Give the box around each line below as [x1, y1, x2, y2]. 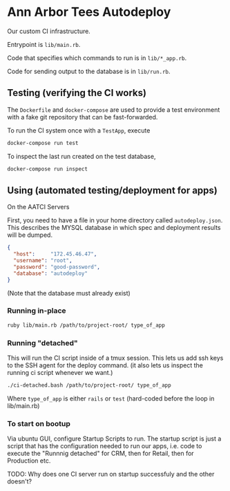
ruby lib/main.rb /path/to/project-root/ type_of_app [7, 322, 166, 329]
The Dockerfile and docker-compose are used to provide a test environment [7, 105, 220, 114]
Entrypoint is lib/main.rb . [7, 40, 81, 48]
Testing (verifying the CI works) [7, 87, 147, 99]
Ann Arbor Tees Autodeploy [7, 4, 171, 20]
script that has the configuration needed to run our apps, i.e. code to [7, 442, 202, 450]
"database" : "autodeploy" [13, 270, 88, 277]
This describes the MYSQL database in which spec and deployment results [7, 224, 221, 232]
